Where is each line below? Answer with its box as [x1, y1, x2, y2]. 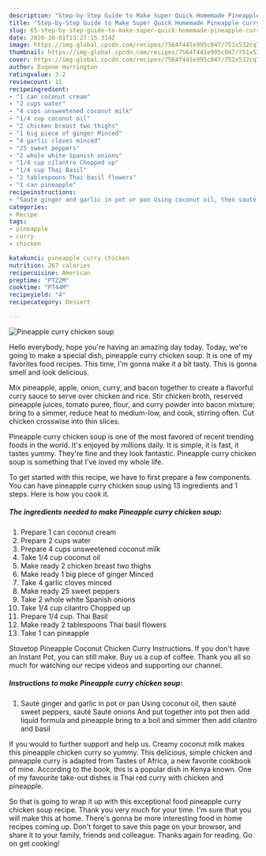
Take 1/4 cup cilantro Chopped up [20, 603, 131, 612]
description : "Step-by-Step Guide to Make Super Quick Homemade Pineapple [9, 11, 260, 20]
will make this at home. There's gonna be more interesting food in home [9, 813, 243, 823]
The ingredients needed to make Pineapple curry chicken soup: [9, 508, 222, 517]
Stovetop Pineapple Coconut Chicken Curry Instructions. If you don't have [9, 643, 250, 653]
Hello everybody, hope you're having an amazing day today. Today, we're [9, 342, 248, 352]
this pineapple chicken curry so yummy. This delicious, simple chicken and [9, 748, 253, 757]
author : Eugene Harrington [9, 63, 98, 71]
